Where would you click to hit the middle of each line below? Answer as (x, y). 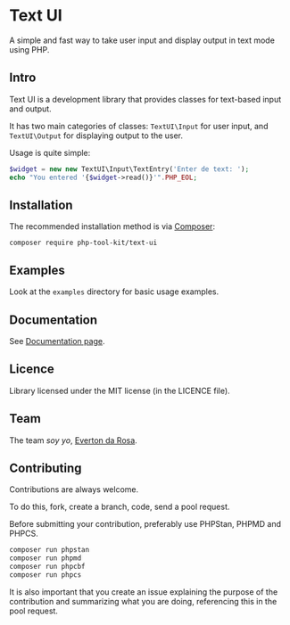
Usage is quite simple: (50, 152)
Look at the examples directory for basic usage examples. (114, 292)
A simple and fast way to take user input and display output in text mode (142, 40)
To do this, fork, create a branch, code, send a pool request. (120, 507)
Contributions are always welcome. (74, 489)
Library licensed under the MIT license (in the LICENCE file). (120, 391)
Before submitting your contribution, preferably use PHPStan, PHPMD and (145, 524)
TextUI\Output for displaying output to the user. (96, 136)
